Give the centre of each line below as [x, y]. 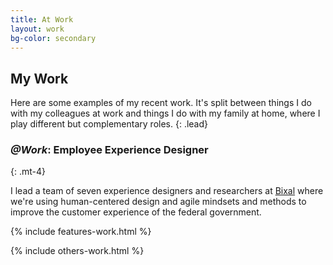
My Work [39, 78]
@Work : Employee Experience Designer [109, 150]
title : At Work [42, 19]
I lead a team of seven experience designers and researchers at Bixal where [167, 191]
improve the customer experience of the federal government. [136, 212]
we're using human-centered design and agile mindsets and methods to [158, 202]
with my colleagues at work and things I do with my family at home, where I [165, 113]
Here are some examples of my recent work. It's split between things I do [161, 103]
